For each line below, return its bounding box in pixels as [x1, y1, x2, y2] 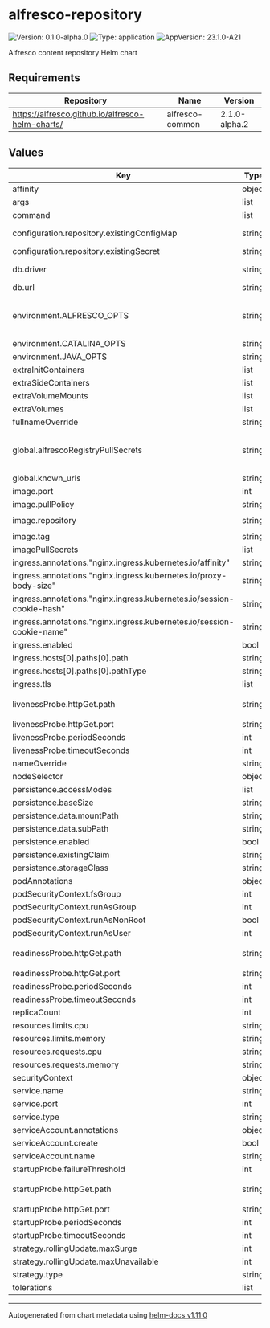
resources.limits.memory [12, 1032, 106, 1044]
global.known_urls [12, 472, 81, 484]
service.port [12, 1098, 59, 1109]
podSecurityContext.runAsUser [12, 927, 131, 938]
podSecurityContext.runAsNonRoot [12, 914, 146, 926]
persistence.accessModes [12, 783, 112, 795]
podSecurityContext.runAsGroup [12, 901, 137, 913]
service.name [12, 1085, 64, 1096]
